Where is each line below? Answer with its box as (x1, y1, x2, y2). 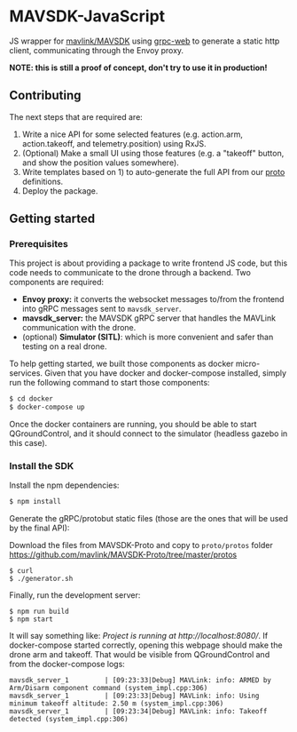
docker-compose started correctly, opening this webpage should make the (9, 640, 283, 650)
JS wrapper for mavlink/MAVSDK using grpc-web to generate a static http (9, 36, 280, 46)
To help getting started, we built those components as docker (9, 358, 234, 370)
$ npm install (9, 497, 62, 506)
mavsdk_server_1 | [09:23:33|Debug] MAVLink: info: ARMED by (9, 676, 272, 685)
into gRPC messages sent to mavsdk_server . (21, 304, 182, 314)
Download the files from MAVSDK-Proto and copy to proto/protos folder (9, 540, 273, 551)
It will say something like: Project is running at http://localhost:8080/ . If (9, 631, 269, 641)
